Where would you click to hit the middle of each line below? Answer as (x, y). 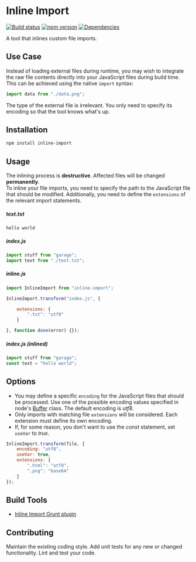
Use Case (24, 57)
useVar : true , (34, 455)
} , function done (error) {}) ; (43, 331)
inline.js (16, 274)
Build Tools (27, 500)
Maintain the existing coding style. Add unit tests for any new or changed (94, 547)
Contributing (30, 532)
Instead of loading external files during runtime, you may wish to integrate (95, 71)
